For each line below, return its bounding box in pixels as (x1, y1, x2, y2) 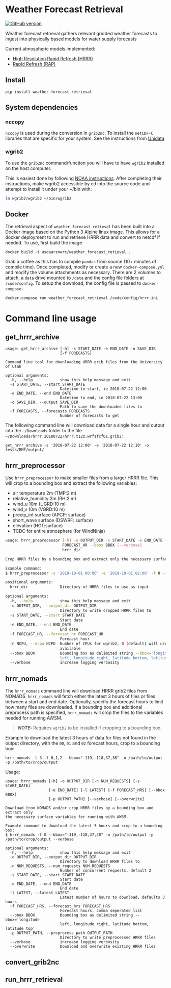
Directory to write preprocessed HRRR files (60, 935, 156, 940)
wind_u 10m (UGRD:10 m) (12, 501, 66, 507)
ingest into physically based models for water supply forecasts (5, 36, 137, 42)
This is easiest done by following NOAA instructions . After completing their (5, 175, 162, 181)
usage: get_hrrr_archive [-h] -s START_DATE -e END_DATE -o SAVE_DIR (5, 346, 156, 352)
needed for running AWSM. (5, 715, 63, 721)
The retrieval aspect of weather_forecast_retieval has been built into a (5, 224, 155, 230)
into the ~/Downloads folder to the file (5, 428, 82, 434)
